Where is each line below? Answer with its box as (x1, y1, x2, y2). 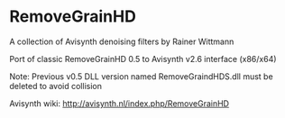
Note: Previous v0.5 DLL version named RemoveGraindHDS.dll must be (9, 70, 273, 82)
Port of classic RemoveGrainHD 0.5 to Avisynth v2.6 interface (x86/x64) (9, 53, 277, 64)
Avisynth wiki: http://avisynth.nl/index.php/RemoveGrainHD (9, 97, 230, 109)
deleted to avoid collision (9, 80, 102, 91)
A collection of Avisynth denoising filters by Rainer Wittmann (9, 36, 234, 47)
